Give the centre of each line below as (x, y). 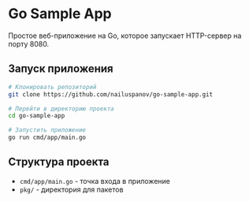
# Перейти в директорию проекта (61, 108)
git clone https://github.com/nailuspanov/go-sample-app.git (111, 94)
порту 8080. (29, 43)
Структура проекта (59, 162)
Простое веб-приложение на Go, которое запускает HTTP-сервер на (125, 36)
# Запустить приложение (47, 130)
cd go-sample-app (37, 116)
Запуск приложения (61, 69)
